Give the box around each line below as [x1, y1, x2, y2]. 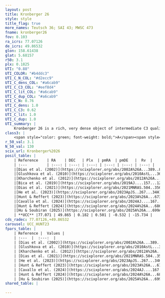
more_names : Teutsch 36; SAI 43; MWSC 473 [5, 26, 93, 30]
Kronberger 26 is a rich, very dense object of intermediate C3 [14, 126, 148, 131]
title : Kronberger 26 [5, 12, 50, 17]
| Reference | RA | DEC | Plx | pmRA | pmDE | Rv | [14, 158, 153, 163]
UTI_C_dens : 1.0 [5, 103, 38, 108]
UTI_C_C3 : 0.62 [5, 108, 36, 113]
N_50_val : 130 [5, 144, 34, 149]
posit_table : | [5, 153, 36, 158]
